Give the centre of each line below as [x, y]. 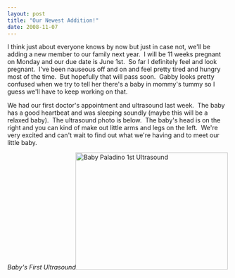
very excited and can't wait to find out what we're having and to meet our [113, 135]
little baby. [22, 143]
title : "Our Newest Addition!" [53, 20]
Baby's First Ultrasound [42, 267]
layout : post [26, 14]
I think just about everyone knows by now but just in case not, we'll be [109, 47]
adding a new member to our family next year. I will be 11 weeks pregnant [114, 54]
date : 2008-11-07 [33, 27]
